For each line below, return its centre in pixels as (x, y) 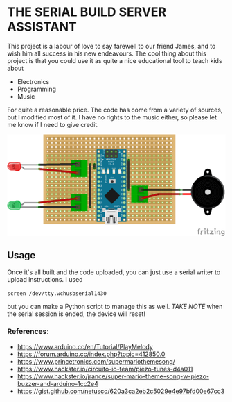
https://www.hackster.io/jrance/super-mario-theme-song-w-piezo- (113, 376)
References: (28, 332)
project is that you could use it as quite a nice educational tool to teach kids (115, 60)
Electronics (33, 81)
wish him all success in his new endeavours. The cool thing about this (107, 53)
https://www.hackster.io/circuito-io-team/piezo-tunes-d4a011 (105, 369)
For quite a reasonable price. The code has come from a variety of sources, (115, 110)
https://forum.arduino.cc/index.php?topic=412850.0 (91, 354)
